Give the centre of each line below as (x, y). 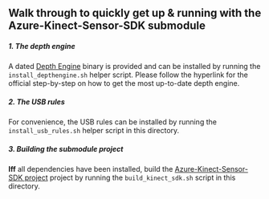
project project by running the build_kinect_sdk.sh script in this (130, 178)
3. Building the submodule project (66, 148)
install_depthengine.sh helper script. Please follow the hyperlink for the (128, 75)
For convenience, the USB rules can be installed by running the (112, 122)
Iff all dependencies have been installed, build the (91, 169)
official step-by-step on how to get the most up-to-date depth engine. (124, 83)
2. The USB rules (37, 102)
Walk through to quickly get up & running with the (135, 13)
